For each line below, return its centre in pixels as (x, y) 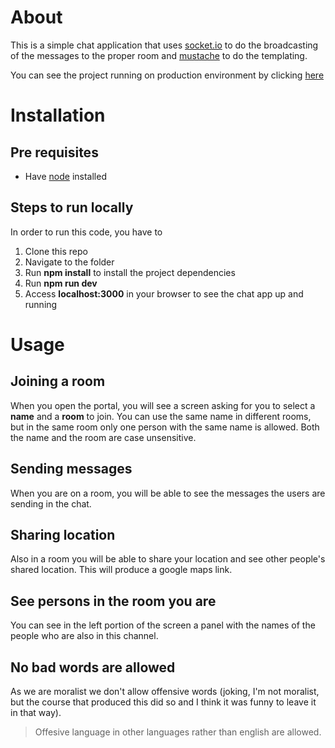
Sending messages (71, 469)
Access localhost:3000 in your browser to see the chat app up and (164, 293)
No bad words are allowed (93, 667)
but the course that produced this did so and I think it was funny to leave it (163, 702)
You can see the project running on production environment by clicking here (167, 75)
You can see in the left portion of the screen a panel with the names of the (163, 625)
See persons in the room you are (113, 601)
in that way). (36, 712)
